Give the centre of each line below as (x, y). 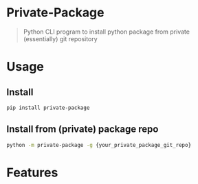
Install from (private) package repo (82, 129)
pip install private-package (48, 108)
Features (32, 172)
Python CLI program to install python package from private (107, 32)
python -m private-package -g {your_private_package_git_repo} (99, 145)
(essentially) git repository (60, 38)
